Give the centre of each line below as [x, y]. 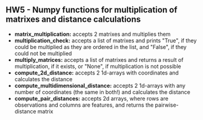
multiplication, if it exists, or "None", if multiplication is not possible [98, 66]
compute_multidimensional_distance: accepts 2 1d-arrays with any [100, 85]
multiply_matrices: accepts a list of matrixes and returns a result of [99, 59]
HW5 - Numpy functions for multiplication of [92, 10]
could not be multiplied [43, 53]
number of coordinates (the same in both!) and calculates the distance [102, 92]
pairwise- [167, 105]
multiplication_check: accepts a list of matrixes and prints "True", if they [105, 40]
